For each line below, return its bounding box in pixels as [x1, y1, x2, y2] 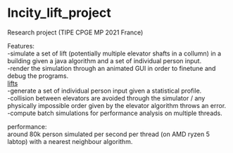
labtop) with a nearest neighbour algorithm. [7, 137, 133, 145]
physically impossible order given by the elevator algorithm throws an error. [7, 101, 227, 109]
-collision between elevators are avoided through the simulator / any [7, 93, 206, 102]
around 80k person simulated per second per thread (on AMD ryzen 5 [7, 130, 210, 138]
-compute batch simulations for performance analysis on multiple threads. [7, 109, 223, 117]
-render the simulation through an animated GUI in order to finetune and [7, 64, 216, 72]
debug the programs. [7, 72, 69, 80]
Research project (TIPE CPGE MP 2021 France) [7, 28, 144, 36]
